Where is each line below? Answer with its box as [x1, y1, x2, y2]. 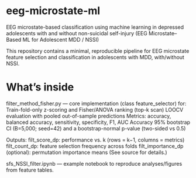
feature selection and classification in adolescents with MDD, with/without [6, 53, 184, 61]
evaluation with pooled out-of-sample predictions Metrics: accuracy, [6, 112, 171, 119]
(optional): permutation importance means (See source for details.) [6, 149, 168, 156]
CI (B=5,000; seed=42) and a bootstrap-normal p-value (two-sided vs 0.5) [6, 125, 186, 132]
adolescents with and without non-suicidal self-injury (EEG [6, 29, 147, 36]
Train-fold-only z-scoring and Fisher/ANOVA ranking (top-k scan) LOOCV [6, 106, 184, 113]
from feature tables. [6, 166, 54, 173]
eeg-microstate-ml [6, 4, 101, 18]
